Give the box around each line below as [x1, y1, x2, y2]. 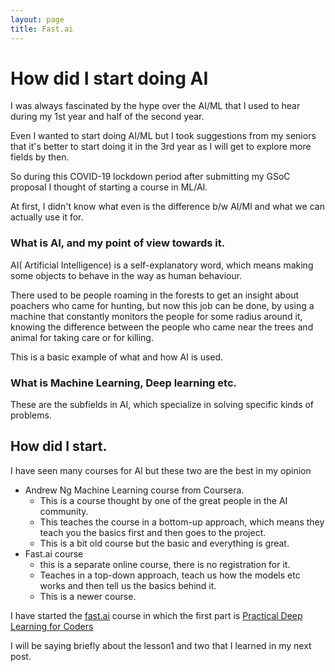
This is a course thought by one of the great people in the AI [39, 494, 288, 506]
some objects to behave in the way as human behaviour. [10, 269, 243, 281]
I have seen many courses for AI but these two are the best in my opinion [10, 464, 312, 476]
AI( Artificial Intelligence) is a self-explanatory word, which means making [10, 259, 314, 271]
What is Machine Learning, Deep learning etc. [10, 376, 237, 390]
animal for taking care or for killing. [10, 331, 154, 343]
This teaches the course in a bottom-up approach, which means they [39, 516, 325, 528]
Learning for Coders [10, 620, 94, 632]
